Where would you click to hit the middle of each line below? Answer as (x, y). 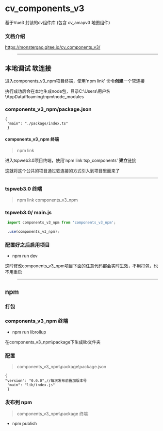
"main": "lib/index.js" (31, 385)
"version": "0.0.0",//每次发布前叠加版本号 (46, 380)
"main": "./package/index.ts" (38, 124)
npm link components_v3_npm (47, 200)
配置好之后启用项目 (27, 245)
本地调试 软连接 (28, 68)
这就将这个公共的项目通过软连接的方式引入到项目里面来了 (62, 171)
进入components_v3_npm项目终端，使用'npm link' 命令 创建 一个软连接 (75, 81)
